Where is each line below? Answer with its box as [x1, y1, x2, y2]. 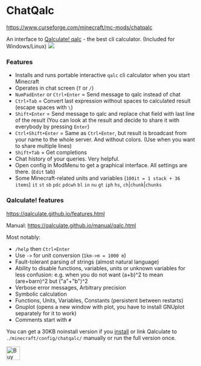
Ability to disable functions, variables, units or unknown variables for [14, 264, 186, 271]
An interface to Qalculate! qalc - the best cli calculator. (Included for [6, 35, 175, 42]
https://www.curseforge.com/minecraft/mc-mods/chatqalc [6, 24, 153, 31]
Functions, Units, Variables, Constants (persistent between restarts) [14, 296, 184, 304]
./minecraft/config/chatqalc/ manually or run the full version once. [6, 334, 176, 341]
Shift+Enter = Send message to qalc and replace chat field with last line [14, 110, 195, 118]
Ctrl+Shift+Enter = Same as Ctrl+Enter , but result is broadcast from [14, 130, 187, 137]
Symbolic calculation [14, 290, 68, 298]
